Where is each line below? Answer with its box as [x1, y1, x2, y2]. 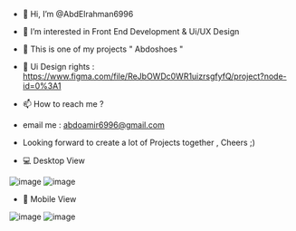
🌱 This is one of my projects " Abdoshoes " [22, 43, 184, 54]
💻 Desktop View [22, 155, 86, 166]
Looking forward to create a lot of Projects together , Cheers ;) [22, 137, 256, 148]
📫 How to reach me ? [22, 99, 104, 109]
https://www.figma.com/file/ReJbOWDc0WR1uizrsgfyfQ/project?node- [22, 71, 287, 82]
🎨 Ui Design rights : [22, 62, 95, 72]
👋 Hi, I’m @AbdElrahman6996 [22, 9, 134, 19]
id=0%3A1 [22, 81, 62, 91]
